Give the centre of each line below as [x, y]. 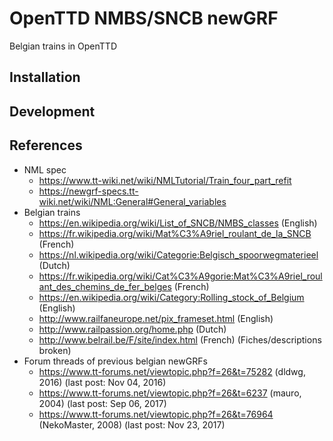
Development [52, 111]
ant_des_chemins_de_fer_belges [105, 286]
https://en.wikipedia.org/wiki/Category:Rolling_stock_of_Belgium [171, 297]
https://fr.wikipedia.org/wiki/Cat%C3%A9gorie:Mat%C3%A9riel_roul [180, 276]
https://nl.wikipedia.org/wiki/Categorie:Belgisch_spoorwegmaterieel [178, 254]
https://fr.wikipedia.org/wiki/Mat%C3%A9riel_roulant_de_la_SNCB [175, 233]
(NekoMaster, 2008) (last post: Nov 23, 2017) [132, 424]
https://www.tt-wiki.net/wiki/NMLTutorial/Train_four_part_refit [165, 180]
